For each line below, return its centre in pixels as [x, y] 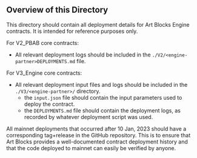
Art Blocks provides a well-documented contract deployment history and [97, 142]
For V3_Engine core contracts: [44, 73]
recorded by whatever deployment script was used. [88, 117]
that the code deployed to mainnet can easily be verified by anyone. [91, 148]
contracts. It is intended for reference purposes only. [72, 31]
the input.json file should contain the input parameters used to [103, 97]
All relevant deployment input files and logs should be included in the [101, 84]
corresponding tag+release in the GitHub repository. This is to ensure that [98, 135]
